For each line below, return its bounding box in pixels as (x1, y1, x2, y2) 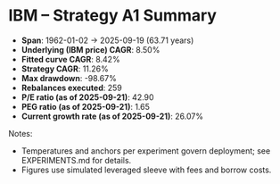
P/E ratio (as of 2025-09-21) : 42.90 (21, 91, 154, 103)
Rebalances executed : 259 (21, 82, 122, 93)
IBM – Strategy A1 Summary (8, 5, 218, 26)
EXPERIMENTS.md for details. (21, 155, 132, 165)
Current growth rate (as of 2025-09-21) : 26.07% (21, 111, 204, 121)
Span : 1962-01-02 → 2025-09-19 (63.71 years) (21, 35, 194, 46)
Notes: (8, 128, 33, 138)
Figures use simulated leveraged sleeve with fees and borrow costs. (21, 164, 272, 175)
